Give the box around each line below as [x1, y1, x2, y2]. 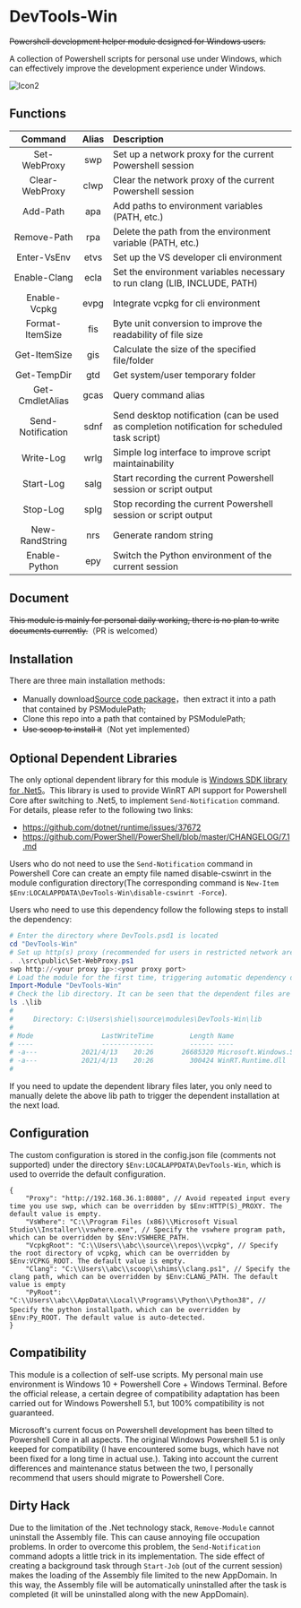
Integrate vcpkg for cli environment [113, 297, 261, 309]
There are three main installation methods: [9, 675, 166, 687]
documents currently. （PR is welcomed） [9, 625, 163, 635]
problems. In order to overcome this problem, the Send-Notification [9, 1541, 262, 1552]
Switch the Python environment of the [113, 549, 272, 561]
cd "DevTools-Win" [9, 939, 78, 949]
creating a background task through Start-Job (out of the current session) [9, 1560, 283, 1570]
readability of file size [113, 328, 203, 341]
